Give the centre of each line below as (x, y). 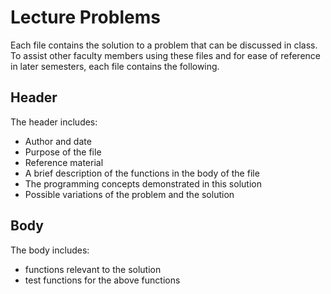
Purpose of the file (63, 152)
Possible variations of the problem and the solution (129, 194)
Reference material (64, 162)
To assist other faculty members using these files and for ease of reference (165, 55)
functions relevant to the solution (93, 269)
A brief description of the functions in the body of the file (142, 173)
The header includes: (54, 122)
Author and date (58, 141)
